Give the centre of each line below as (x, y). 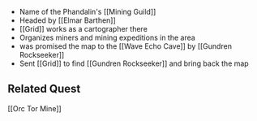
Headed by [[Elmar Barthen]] (68, 20)
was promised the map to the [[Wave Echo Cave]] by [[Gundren (126, 46)
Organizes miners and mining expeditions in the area (107, 37)
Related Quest (44, 89)
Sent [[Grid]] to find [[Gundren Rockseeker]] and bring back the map (134, 63)
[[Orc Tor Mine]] (34, 108)
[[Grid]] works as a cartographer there (83, 29)
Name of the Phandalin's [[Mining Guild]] (88, 12)
